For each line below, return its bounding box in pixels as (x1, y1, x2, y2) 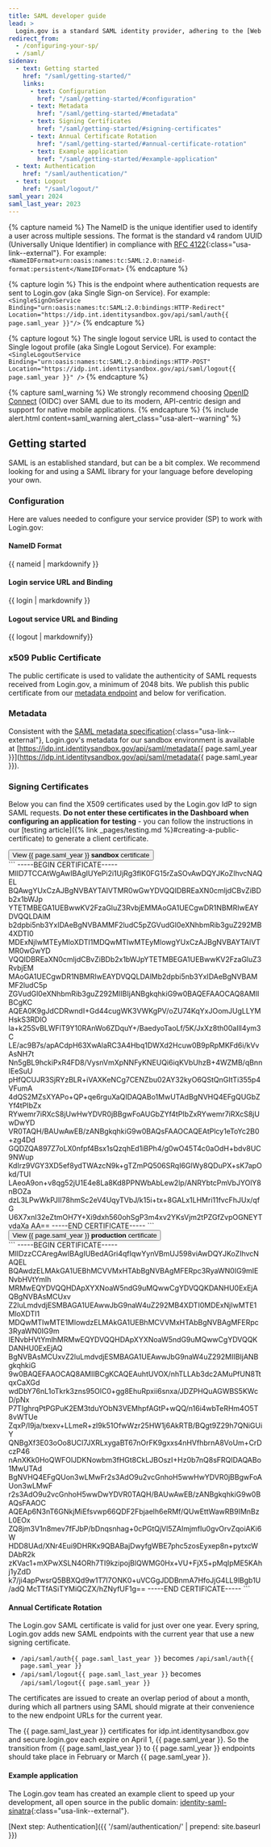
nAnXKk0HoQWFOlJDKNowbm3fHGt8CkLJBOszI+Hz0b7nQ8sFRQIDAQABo (8, 1455, 262, 1465)
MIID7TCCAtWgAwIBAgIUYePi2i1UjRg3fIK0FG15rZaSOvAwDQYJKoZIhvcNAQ (8, 869, 263, 879)
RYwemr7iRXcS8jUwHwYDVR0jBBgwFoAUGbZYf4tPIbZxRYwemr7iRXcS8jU (8, 1109, 261, 1119)
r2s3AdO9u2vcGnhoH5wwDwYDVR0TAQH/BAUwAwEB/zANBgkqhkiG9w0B (8, 1489, 261, 1499)
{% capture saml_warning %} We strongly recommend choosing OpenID (8, 388, 249, 397)
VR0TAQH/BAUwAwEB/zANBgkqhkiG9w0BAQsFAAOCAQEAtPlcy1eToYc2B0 (8, 1126, 260, 1137)
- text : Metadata (29, 102, 89, 110)
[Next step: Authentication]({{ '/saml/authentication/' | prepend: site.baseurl (8, 1821, 261, 1831)
